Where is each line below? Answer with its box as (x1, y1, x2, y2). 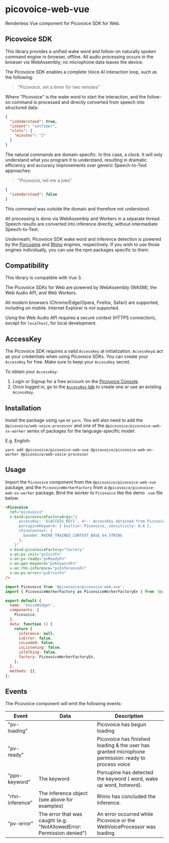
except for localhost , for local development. (5, 320, 97, 326)
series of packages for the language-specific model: (27, 428, 136, 434)
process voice (97, 761, 131, 768)
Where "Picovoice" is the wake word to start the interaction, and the (5, 93, 146, 99)
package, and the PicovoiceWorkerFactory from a (5, 484, 107, 490)
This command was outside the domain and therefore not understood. (5, 205, 150, 212)
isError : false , (18, 636, 53, 641)
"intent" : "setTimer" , (10, 124, 57, 129)
